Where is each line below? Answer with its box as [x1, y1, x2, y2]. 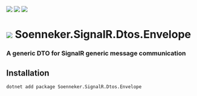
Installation [6, 68, 50, 78]
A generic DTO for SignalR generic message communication [6, 49, 186, 57]
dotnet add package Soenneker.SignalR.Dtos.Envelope [6, 83, 142, 90]
